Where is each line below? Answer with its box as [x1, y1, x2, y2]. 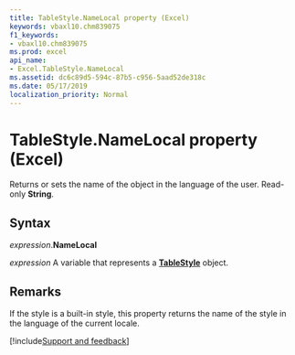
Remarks [9, 284, 62, 299]
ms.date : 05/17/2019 [9, 81, 89, 91]
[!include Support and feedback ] [9, 336, 130, 347]
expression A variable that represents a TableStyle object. [9, 257, 229, 268]
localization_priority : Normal [9, 90, 129, 99]
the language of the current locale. [9, 317, 140, 329]
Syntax [9, 215, 51, 231]
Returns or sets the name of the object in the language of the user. [9, 179, 260, 190]
